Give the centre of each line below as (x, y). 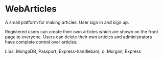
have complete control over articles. (41, 42)
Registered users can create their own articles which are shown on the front (81, 31)
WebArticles (31, 9)
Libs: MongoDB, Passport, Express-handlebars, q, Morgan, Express (73, 51)
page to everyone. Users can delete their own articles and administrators (79, 37)
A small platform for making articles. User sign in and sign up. (67, 22)
